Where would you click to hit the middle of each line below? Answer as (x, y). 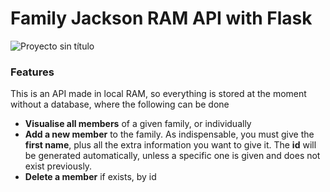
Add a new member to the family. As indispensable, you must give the (169, 134)
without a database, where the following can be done (120, 104)
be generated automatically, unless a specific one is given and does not (172, 156)
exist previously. (58, 166)
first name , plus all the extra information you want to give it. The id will (170, 145)
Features (32, 72)
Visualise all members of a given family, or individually (138, 124)
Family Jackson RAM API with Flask (161, 18)
